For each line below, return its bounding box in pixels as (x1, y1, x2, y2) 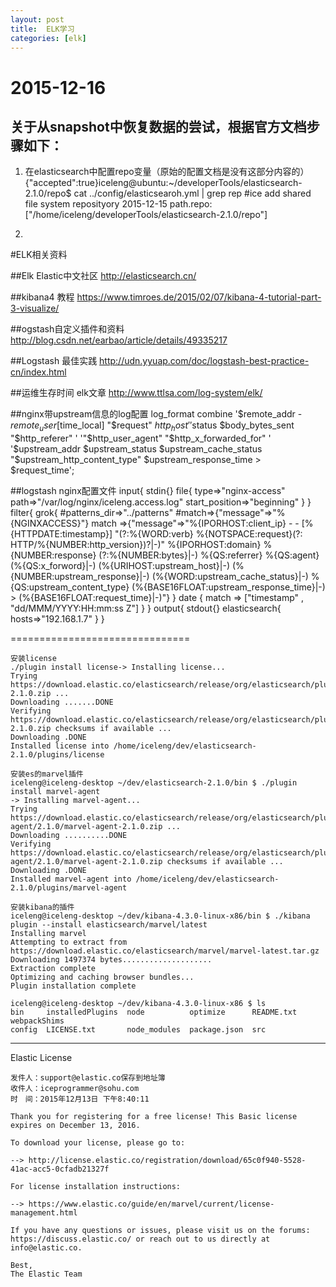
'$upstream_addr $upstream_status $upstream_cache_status (10, 443, 263, 455)
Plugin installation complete (10, 981, 137, 991)
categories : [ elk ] (10, 33, 87, 43)
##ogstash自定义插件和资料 (10, 323, 125, 335)
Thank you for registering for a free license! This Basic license (10, 1112, 298, 1122)
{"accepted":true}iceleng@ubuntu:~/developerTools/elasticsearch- (24, 177, 303, 189)
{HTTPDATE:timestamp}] (10, 528, 113, 540)
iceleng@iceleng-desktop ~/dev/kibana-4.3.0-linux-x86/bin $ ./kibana (10, 911, 311, 921)
